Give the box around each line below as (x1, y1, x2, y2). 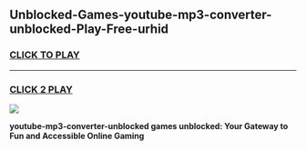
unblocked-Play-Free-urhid (9, 22, 169, 37)
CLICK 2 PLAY (9, 83, 73, 95)
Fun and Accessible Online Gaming (9, 130, 145, 141)
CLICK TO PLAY (9, 49, 80, 62)
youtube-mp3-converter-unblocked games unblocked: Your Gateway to (9, 120, 289, 131)
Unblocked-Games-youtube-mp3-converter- (9, 7, 272, 23)
